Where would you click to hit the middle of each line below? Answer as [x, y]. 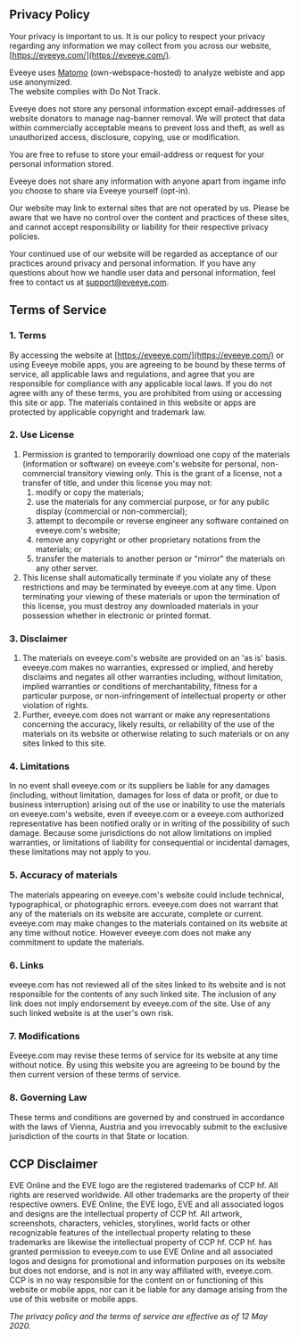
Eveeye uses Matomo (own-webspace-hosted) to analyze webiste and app [147, 72]
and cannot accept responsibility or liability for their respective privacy [139, 227]
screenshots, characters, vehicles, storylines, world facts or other [130, 1223]
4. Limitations [39, 766]
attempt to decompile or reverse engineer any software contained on [162, 520]
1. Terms [28, 335]
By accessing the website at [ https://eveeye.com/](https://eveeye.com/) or [146, 355]
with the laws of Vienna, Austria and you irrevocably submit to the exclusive [149, 1127]
